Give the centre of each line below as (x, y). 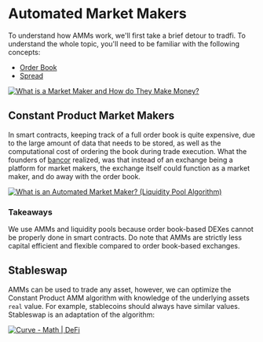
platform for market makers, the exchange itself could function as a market (129, 168)
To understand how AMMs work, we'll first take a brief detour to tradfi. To (127, 35)
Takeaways (30, 211)
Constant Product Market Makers (91, 116)
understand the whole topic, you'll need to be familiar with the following (124, 43)
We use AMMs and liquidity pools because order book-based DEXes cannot (131, 230)
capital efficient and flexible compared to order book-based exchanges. (124, 246)
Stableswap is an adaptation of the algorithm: (82, 314)
